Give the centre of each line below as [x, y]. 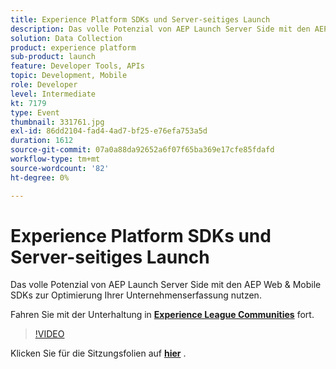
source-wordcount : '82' [60, 168]
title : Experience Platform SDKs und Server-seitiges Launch [140, 19]
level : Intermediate [53, 94]
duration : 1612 [42, 141]
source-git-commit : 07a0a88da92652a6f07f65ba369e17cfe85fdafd [142, 150]
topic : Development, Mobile [69, 76]
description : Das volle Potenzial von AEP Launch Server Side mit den [160, 29]
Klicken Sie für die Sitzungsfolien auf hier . [98, 353]
